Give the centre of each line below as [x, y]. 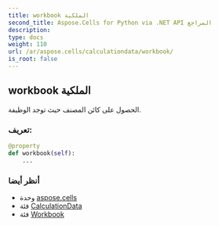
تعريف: [20, 130]
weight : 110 [27, 45]
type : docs [26, 37]
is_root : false [33, 59]
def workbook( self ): [42, 153]
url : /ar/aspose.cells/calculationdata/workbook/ [91, 52]
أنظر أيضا [24, 181]
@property [24, 145]
